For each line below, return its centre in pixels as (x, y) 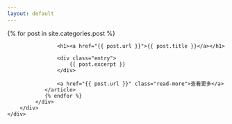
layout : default (31, 14)
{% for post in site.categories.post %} (61, 33)
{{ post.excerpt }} (98, 64)
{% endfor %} (63, 96)
